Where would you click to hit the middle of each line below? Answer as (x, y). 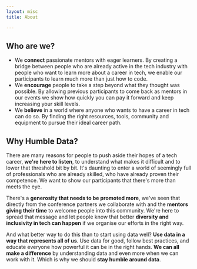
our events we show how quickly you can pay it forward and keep (94, 98)
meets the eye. (24, 187)
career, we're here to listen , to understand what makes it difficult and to (93, 162)
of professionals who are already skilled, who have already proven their (93, 174)
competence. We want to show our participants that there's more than (91, 181)
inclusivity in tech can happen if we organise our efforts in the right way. (95, 223)
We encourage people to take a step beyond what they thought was (97, 85)
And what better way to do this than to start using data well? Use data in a (96, 235)
